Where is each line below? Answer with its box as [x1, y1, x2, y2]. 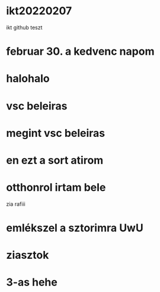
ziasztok [6, 249, 49, 262]
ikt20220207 [6, 4, 72, 18]
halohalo [6, 72, 50, 86]
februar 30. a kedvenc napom [6, 45, 155, 58]
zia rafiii [6, 200, 25, 208]
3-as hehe [6, 275, 57, 289]
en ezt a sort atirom [6, 153, 104, 167]
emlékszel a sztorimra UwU [6, 221, 143, 234]
